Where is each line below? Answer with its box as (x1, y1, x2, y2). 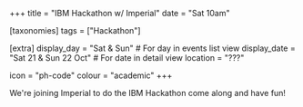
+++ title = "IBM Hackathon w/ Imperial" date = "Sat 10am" (9, 8, 230, 18)
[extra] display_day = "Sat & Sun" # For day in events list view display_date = (9, 43, 296, 53)
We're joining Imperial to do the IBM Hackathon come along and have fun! (9, 88, 287, 98)
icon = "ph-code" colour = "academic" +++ (9, 70, 173, 81)
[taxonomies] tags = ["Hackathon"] (9, 25, 141, 35)
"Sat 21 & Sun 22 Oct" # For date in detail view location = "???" (9, 53, 245, 63)
